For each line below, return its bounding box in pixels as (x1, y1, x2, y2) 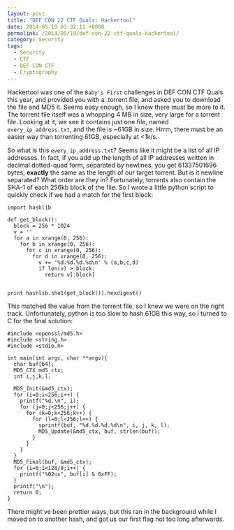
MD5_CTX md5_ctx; (13, 367, 64, 374)
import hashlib (7, 204, 52, 211)
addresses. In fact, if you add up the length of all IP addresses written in (7, 153, 214, 161)
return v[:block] (44, 271, 96, 278)
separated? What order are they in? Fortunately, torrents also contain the (7, 175, 217, 184)
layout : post (7, 10, 45, 17)
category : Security (7, 36, 64, 43)
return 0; (13, 489, 42, 496)
